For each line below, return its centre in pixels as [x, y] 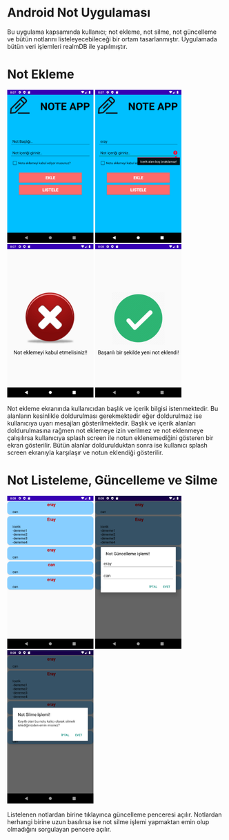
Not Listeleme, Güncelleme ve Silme [112, 480]
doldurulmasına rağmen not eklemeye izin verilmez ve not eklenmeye [105, 430]
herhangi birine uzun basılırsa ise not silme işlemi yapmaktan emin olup [108, 822]
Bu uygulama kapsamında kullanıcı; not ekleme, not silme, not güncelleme [112, 32]
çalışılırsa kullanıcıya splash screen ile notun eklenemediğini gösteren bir [110, 438]
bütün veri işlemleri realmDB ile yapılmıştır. [67, 46]
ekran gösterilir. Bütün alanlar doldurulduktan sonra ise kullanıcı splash [108, 445]
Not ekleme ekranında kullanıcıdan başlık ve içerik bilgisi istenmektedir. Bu [113, 408]
